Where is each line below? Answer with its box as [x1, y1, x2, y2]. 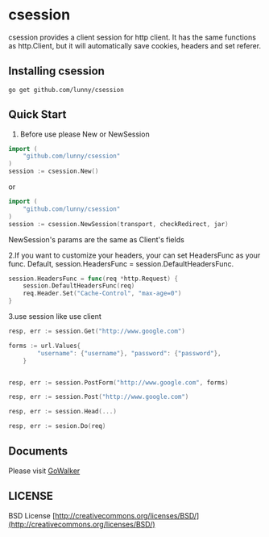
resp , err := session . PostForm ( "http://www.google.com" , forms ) [8, 378, 229, 387]
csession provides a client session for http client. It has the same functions [8, 32, 256, 42]
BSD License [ [8, 510, 56, 520]
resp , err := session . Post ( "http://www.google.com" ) [8, 393, 189, 401]
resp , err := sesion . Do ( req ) [8, 422, 106, 430]
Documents [8, 444, 68, 458]
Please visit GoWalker [8, 466, 81, 476]
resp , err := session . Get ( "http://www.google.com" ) [8, 327, 185, 336]
